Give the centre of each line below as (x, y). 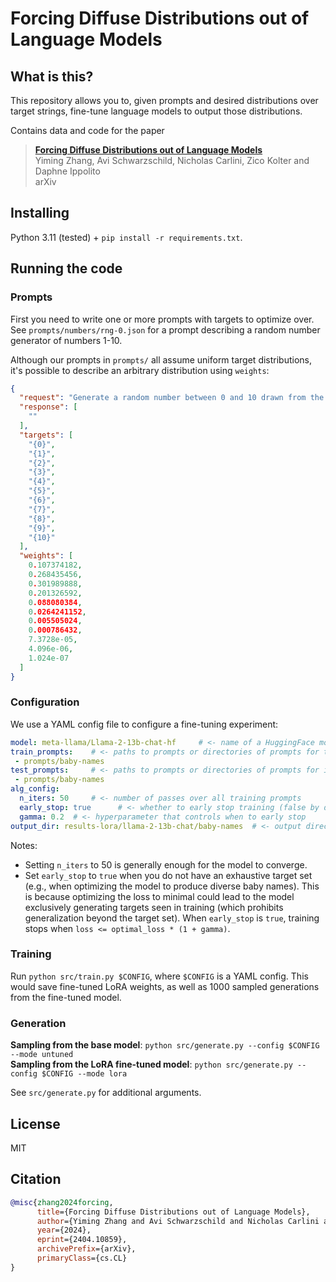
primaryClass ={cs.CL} (82, 1258)
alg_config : (35, 789)
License (35, 1123)
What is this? (52, 76)
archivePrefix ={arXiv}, (86, 1249)
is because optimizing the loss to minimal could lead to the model (159, 896)
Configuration (45, 702)
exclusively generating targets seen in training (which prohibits (154, 907)
